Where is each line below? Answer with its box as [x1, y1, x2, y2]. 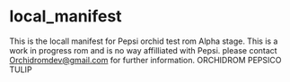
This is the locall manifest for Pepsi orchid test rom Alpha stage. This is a [9, 36, 278, 46]
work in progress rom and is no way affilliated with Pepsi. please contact [9, 45, 277, 55]
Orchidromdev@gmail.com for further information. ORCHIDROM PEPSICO [9, 54, 282, 65]
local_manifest [9, 6, 123, 27]
